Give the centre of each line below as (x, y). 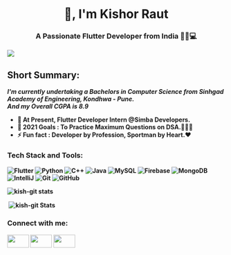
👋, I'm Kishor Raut (116, 14)
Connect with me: (38, 223)
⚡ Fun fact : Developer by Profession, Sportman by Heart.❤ (104, 135)
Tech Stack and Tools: (45, 155)
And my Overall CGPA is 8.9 (48, 106)
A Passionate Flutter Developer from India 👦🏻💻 (116, 36)
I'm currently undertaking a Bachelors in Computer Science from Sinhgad (115, 92)
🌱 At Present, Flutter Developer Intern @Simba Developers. (104, 120)
